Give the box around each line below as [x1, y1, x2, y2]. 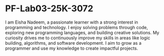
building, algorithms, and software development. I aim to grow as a [5, 40, 142, 46]
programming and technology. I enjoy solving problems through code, [5, 24, 148, 30]
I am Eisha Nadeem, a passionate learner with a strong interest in [5, 19, 138, 25]
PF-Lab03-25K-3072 [5, 3, 93, 14]
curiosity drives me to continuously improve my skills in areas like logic [5, 35, 151, 41]
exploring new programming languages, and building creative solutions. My [5, 29, 160, 35]
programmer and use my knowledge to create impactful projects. [5, 45, 138, 51]
